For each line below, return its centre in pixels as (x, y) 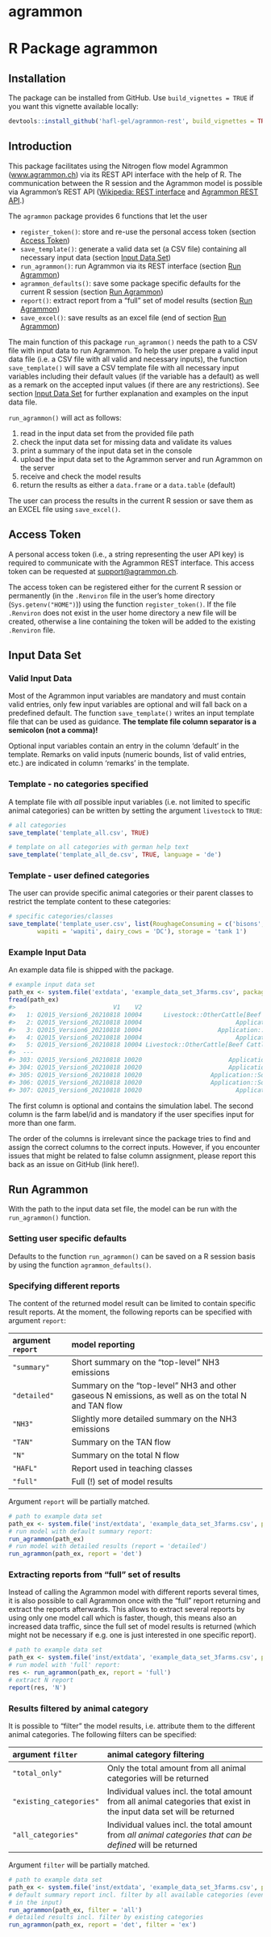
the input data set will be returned (171, 1812)
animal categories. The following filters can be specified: (103, 1735)
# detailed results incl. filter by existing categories (106, 1918)
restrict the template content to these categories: (90, 902)
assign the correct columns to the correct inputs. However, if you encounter (134, 1147)
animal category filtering (156, 1755)
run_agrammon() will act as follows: (65, 417)
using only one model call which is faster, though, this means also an (123, 1618)
